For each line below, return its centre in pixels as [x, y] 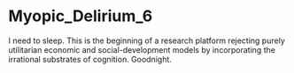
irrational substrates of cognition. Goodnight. [90, 59]
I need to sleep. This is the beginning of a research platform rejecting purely [147, 40]
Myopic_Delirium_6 [81, 16]
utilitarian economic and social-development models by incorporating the [142, 49]
